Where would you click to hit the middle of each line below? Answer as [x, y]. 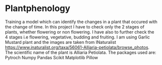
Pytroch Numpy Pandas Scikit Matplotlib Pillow [52, 57]
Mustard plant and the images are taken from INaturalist [61, 42]
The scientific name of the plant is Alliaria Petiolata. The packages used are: [81, 52]
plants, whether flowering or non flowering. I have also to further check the [80, 32]
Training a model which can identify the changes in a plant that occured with [81, 22]
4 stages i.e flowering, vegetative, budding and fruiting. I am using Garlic [77, 37]
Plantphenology [38, 8]
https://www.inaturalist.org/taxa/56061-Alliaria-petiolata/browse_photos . [77, 47]
